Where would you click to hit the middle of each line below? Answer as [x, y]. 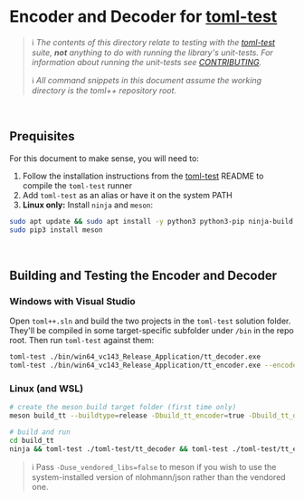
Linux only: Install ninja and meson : [88, 205]
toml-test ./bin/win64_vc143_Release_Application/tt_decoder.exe [135, 357]
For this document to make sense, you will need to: [104, 158]
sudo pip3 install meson [56, 230]
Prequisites [42, 136]
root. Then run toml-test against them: [82, 341]
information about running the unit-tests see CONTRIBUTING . [147, 62]
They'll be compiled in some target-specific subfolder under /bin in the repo [152, 331]
